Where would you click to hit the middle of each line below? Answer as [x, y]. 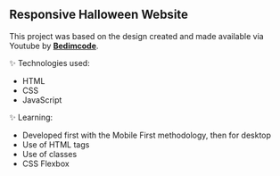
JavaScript [42, 100]
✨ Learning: [31, 117]
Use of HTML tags [56, 144]
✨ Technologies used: [50, 63]
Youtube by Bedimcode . [54, 46]
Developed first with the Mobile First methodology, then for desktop [147, 135]
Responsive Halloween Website [99, 15]
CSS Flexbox [45, 163]
